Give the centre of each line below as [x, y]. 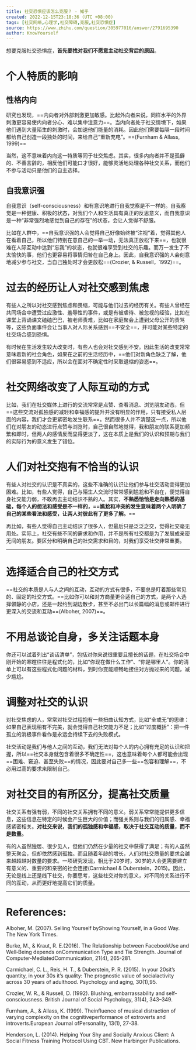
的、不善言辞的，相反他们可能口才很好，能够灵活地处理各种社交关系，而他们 [98, 163]
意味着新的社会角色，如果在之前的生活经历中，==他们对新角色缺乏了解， [94, 354]
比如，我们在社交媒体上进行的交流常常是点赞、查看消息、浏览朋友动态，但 [95, 404]
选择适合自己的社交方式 [62, 572]
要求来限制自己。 [52, 768]
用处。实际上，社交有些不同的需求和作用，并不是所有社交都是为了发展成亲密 [98, 533]
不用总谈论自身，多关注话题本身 [83, 637]
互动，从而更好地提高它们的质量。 [57, 883]
